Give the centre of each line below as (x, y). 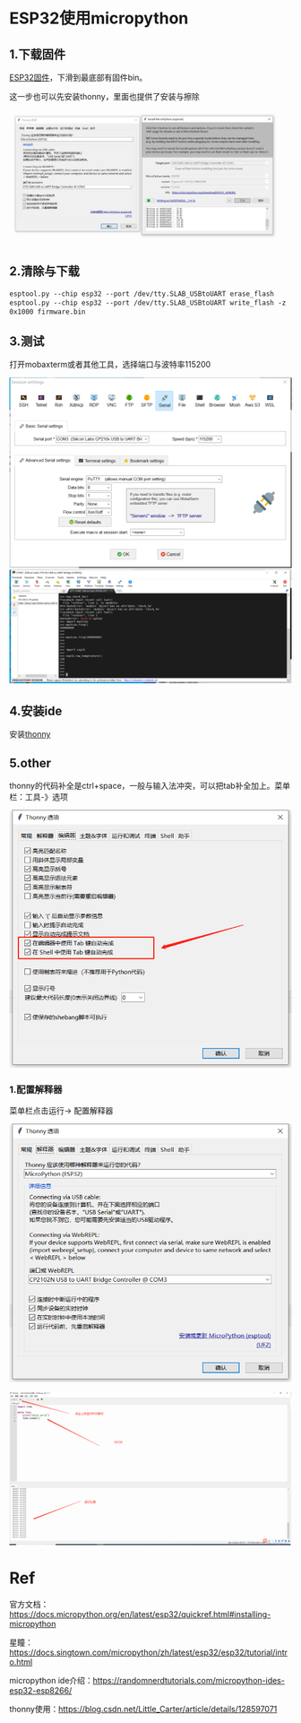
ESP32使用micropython (99, 18)
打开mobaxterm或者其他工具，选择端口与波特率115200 (110, 365)
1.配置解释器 (36, 1090)
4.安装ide (36, 710)
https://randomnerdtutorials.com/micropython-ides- (189, 1680)
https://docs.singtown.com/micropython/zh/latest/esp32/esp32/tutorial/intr (149, 1652)
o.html (21, 1662)
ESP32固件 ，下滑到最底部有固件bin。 (78, 78)
